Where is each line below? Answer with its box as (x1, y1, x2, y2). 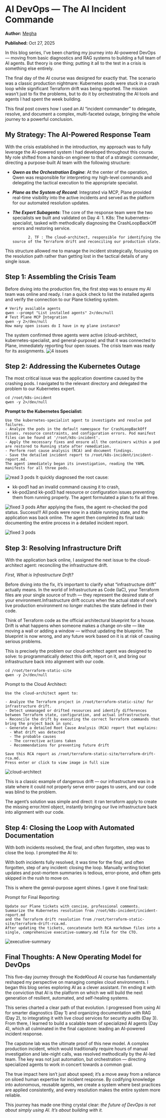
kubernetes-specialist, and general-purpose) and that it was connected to (5, 337, 156, 343)
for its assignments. (5, 348, 45, 354)
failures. (5, 422, 26, 427)
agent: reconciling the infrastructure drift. (24, 562, 109, 568)
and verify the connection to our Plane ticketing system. (5, 296, 119, 302)
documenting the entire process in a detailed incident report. (5, 520, 129, 526)
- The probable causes (9, 734, 56, 739)
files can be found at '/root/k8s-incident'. (5, 435, 100, 441)
